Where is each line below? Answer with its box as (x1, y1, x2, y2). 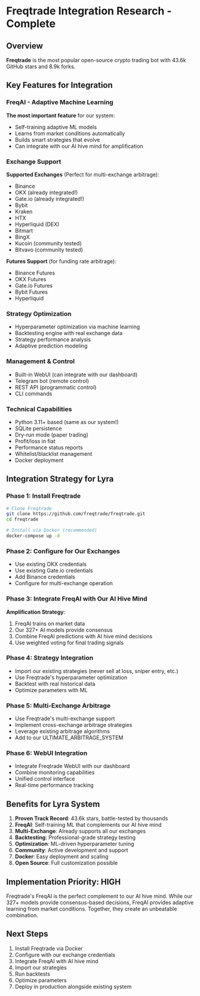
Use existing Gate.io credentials (14, 567, 94, 574)
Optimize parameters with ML (14, 686, 88, 693)
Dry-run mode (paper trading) (14, 431, 88, 438)
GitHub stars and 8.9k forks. (6, 63, 76, 70)
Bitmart (14, 227, 33, 234)
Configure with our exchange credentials (14, 951, 115, 958)
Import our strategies (14, 964, 67, 971)
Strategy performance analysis (14, 336, 91, 343)
